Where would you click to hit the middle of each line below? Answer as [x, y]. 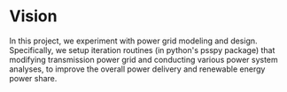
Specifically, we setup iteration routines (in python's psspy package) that [142, 50]
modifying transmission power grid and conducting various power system [144, 59]
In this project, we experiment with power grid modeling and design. [134, 41]
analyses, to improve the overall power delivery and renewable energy [137, 69]
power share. [33, 78]
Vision [33, 16]
